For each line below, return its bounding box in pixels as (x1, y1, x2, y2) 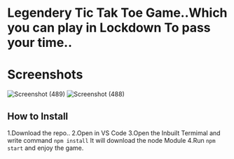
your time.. (7, 35, 72, 50)
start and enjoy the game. (7, 144, 84, 152)
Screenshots (7, 67, 83, 83)
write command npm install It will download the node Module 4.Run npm (7, 136, 216, 144)
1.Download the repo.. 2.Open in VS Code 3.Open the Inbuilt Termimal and (7, 128, 221, 137)
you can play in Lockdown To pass (7, 20, 212, 36)
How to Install (7, 110, 69, 122)
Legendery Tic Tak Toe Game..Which (7, 5, 228, 21)
